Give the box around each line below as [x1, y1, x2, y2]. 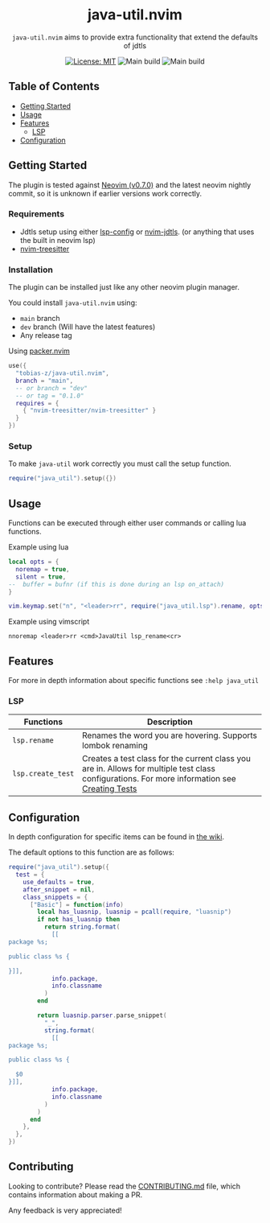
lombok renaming [81, 740, 149, 752]
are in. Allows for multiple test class [81, 763, 215, 774]
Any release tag [19, 331, 72, 340]
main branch [19, 314, 60, 323]
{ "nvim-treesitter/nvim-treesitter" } [22, 406, 157, 415]
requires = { [15, 399, 59, 407]
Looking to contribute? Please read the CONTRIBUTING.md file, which [8, 1181, 241, 1191]
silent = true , [15, 573, 67, 581]
